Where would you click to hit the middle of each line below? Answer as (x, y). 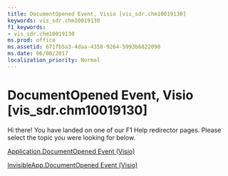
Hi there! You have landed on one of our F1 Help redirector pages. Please (114, 130)
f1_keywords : (27, 27)
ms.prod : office (31, 40)
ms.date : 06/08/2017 (38, 54)
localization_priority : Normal (54, 60)
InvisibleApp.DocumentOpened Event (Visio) (73, 165)
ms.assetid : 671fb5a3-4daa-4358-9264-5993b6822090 (84, 47)
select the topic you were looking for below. (72, 137)
